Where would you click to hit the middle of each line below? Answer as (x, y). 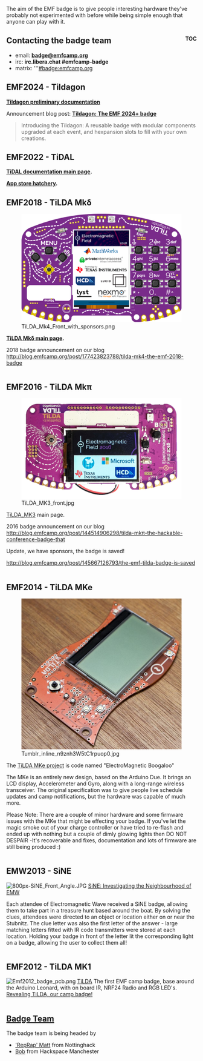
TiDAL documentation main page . (49, 171)
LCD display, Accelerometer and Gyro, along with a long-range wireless (95, 783)
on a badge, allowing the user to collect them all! (67, 942)
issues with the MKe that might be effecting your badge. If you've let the (96, 821)
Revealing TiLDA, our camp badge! (50, 994)
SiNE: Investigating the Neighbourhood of (140, 886)
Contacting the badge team (59, 41)
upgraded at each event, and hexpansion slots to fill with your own (104, 131)
